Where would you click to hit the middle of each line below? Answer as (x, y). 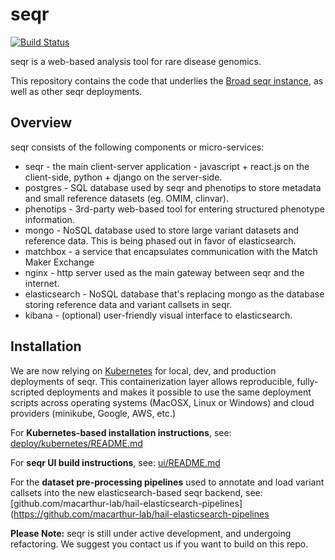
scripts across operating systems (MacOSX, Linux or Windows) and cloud (162, 402)
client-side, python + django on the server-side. (123, 177)
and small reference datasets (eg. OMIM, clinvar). (126, 198)
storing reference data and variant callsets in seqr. (128, 304)
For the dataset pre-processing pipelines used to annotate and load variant (167, 482)
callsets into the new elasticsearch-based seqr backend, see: (136, 492)
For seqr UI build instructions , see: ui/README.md (115, 462)
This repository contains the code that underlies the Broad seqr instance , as (167, 80)
